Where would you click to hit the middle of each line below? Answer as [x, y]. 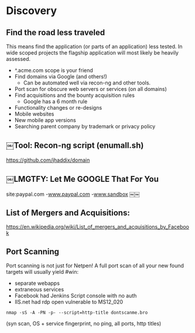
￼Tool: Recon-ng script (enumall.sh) [75, 146]
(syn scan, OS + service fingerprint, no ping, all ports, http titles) [84, 324]
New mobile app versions [45, 120]
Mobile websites [34, 114]
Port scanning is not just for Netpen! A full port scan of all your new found [95, 266]
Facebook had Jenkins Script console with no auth [76, 296]
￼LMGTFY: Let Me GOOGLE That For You [83, 179]
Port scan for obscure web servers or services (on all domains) [90, 89]
